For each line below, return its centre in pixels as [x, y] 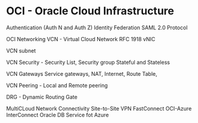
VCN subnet [21, 50]
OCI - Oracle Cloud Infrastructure [90, 11]
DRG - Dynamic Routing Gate [42, 97]
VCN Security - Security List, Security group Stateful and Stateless [88, 62]
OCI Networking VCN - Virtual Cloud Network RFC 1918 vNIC [81, 39]
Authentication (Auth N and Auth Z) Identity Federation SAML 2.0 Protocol [97, 27]
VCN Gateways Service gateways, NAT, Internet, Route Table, [82, 73]
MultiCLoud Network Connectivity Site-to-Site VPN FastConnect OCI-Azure [99, 108]
